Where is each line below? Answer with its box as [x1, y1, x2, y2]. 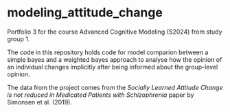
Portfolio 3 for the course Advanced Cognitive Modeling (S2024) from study [7, 27, 222, 36]
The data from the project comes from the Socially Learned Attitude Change [7, 83, 223, 91]
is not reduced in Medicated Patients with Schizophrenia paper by [7, 91, 194, 99]
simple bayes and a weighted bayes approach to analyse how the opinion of [7, 55, 222, 63]
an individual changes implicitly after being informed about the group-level [7, 63, 218, 71]
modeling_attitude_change [7, 5, 163, 21]
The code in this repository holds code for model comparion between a [7, 48, 209, 56]
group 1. [7, 34, 30, 43]
